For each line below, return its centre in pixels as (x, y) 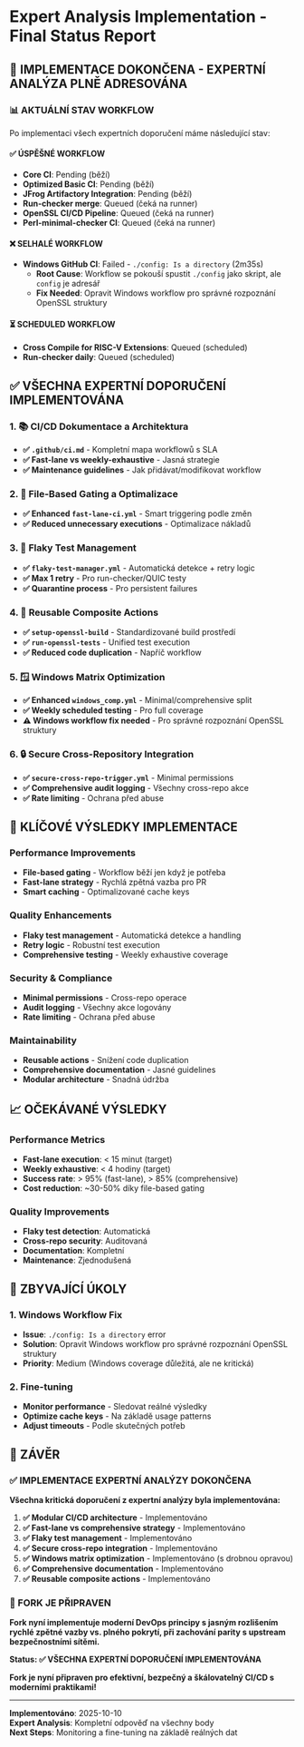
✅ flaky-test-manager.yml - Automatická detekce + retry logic (138, 568)
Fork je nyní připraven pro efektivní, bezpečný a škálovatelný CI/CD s (142, 1678)
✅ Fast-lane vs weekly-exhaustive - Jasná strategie (121, 460)
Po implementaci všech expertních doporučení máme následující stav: (140, 132)
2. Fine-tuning (42, 1387)
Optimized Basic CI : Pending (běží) (88, 184)
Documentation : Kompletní (73, 1251)
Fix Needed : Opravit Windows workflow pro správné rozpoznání (156, 293)
